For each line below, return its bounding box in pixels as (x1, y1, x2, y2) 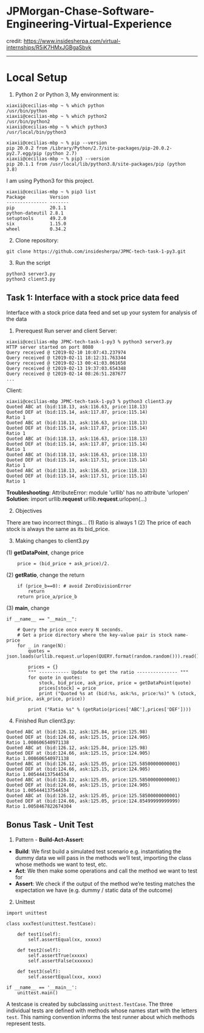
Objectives (15, 507, 42, 514)
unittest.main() (17, 989, 59, 996)
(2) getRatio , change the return (6, 571, 85, 578)
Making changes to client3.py (15, 537, 89, 544)
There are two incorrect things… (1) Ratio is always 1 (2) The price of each (6, 518, 191, 526)
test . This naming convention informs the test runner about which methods (6, 1013, 195, 1020)
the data (6, 315, 27, 323)
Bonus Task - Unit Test (6, 820, 94, 830)
